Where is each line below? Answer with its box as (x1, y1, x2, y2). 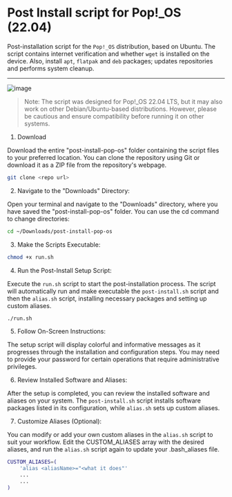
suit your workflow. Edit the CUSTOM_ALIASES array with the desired (7, 438, 204, 446)
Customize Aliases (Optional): (17, 417, 102, 425)
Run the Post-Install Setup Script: (17, 266, 112, 274)
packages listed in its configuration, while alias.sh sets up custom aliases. (7, 404, 220, 412)
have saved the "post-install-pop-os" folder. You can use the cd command (7, 207, 220, 215)
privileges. (7, 363, 37, 371)
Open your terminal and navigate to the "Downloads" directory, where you (7, 200, 218, 208)
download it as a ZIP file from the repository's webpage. (7, 161, 167, 169)
